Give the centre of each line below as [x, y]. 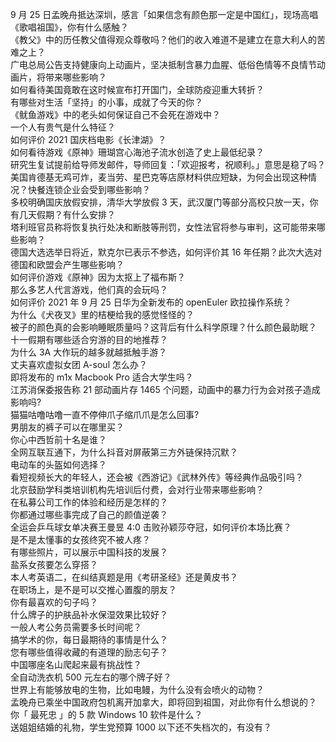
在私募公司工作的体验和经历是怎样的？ [89, 502]
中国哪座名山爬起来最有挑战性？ [76, 664]
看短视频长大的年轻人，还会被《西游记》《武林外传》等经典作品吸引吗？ [157, 477]
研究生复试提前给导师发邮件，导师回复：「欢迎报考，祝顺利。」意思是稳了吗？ [168, 164]
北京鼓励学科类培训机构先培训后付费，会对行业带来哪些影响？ [137, 489]
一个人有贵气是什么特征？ [63, 127]
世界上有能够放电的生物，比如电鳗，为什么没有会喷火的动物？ [137, 689]
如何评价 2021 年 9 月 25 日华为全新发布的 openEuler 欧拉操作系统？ [151, 302]
